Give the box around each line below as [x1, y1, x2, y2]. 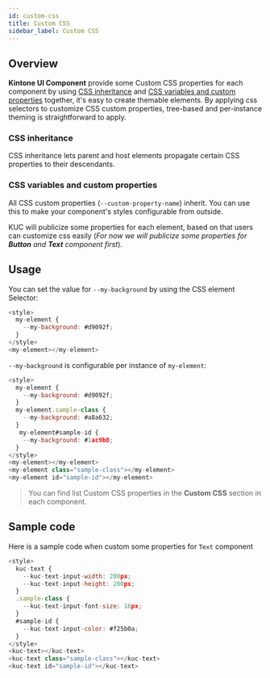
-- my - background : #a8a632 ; [23, 413, 114, 422]
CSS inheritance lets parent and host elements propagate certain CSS [8, 151, 240, 161]
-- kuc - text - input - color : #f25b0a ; [23, 625, 139, 633]
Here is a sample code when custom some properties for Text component [8, 542, 254, 551]
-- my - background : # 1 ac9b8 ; [23, 436, 114, 444]
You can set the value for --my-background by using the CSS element [8, 284, 235, 294]
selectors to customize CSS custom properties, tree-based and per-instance [8, 104, 263, 114]
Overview [8, 56, 59, 70]
